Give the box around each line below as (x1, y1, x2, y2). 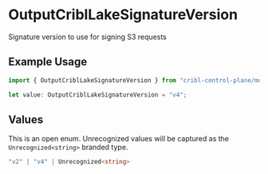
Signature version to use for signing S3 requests (8, 32, 167, 42)
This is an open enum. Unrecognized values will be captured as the (8, 134, 230, 144)
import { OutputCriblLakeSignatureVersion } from (8, 76, 177, 85)
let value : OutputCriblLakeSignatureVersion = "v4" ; (8, 90, 187, 99)
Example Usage (8, 55, 88, 69)
